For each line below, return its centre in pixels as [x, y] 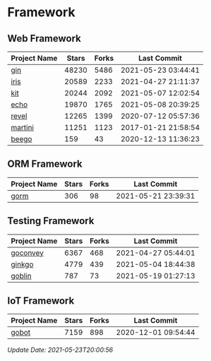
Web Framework [44, 39]
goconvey [28, 253]
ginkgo [22, 264]
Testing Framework [51, 221]
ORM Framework [45, 164]
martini [22, 128]
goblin [21, 276]
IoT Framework [41, 301]
